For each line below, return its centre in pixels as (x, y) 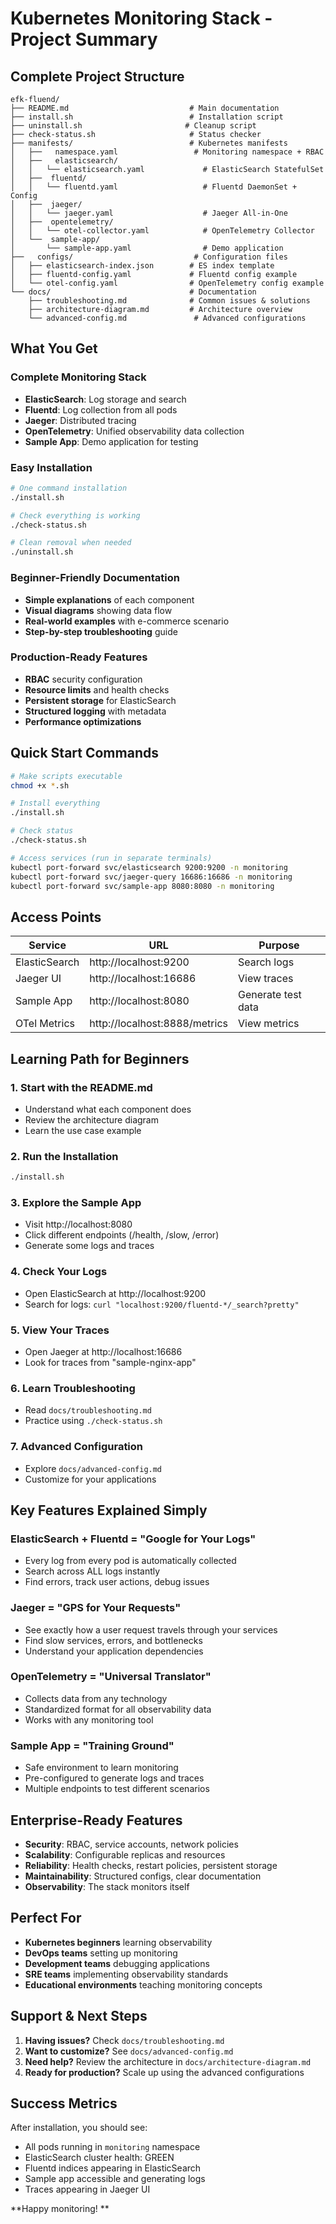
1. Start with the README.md (81, 1087)
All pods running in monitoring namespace (112, 2147)
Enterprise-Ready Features (96, 1820)
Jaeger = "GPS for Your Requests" (96, 1608)
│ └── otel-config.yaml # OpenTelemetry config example (167, 283)
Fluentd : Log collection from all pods (101, 409)
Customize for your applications (90, 1479)
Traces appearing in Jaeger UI (87, 2189)
